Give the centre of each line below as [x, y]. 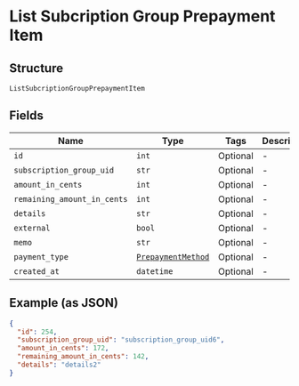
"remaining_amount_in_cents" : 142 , [83, 357]
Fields [27, 116]
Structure [36, 68]
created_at [36, 271]
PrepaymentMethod [173, 257]
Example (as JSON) [64, 303]
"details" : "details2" [59, 365]
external [32, 228]
